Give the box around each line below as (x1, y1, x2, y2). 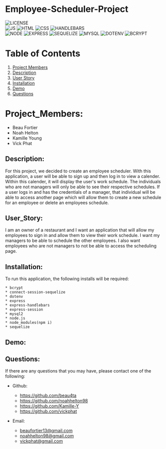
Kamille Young (12, 135, 42, 141)
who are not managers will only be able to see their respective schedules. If (5, 184, 160, 190)
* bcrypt (5, 286, 23, 291)
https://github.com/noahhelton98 (19, 398, 88, 404)
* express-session (5, 307, 43, 312)
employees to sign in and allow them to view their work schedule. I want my (5, 232, 160, 238)
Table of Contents (5, 48, 81, 59)
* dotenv (5, 294, 23, 299)
